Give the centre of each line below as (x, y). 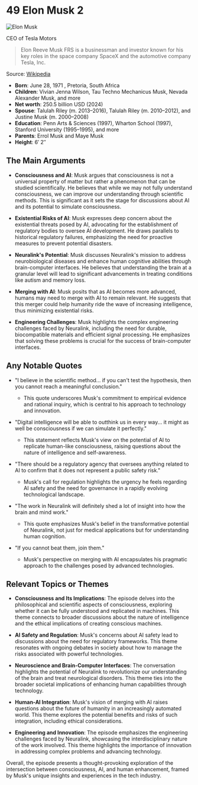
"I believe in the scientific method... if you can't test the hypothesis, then (103, 380)
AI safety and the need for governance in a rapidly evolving (96, 488)
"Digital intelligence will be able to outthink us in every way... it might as (102, 422)
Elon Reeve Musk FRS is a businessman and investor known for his (102, 50)
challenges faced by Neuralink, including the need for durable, (91, 328)
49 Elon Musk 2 (45, 10)
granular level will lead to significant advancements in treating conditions (103, 274)
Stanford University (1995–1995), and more (67, 129)
